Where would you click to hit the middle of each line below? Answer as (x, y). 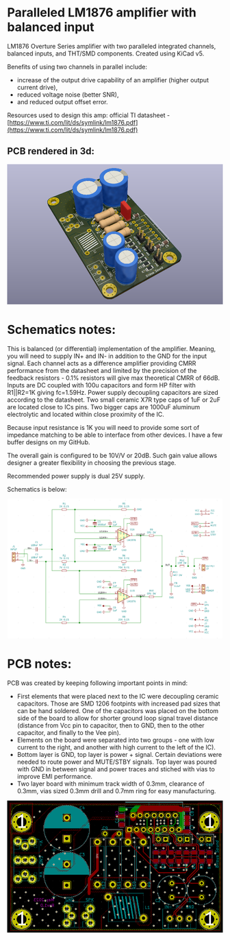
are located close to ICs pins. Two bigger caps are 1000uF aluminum (104, 407)
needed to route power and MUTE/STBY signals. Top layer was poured (117, 762)
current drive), (37, 87)
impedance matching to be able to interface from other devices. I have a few (115, 435)
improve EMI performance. (55, 777)
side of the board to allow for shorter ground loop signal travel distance (117, 719)
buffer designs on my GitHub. (49, 442)
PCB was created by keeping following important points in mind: (98, 683)
